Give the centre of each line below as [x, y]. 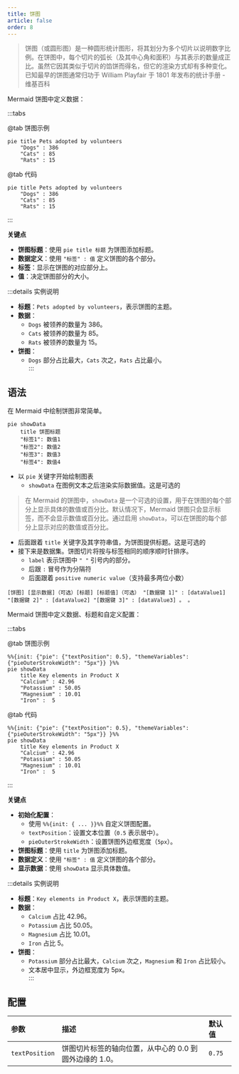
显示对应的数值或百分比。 [75, 527]
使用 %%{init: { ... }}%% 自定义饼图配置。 [91, 824]
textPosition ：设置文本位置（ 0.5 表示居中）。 [95, 833]
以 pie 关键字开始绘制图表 [55, 476]
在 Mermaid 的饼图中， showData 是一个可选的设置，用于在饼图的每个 [125, 500]
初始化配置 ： [36, 815]
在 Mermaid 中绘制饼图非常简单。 [57, 411]
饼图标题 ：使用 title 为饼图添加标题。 [74, 851]
